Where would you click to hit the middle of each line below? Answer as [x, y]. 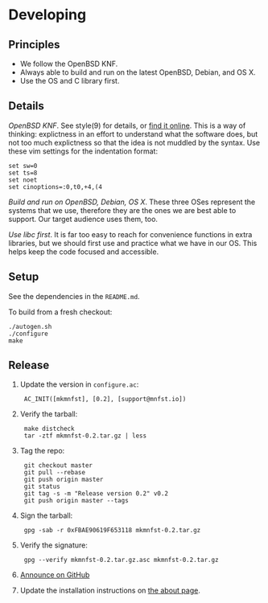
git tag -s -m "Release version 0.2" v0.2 [96, 494]
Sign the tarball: [46, 515]
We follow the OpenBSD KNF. [69, 64]
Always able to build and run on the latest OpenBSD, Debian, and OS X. [138, 72]
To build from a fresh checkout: [60, 312]
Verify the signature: [54, 545]
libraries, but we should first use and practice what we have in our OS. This [133, 243]
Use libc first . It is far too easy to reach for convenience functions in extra [130, 234]
